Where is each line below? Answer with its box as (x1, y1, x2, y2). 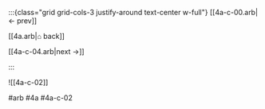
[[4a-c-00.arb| (209, 8, 258, 17)
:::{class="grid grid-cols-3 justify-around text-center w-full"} (8, 8, 208, 17)
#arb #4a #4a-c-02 (8, 93, 73, 103)
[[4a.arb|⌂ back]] (8, 32, 65, 41)
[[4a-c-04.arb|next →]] (8, 47, 85, 56)
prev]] (17, 16, 38, 25)
